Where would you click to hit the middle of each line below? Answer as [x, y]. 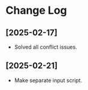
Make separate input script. [48, 80]
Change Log [36, 10]
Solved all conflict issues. [45, 47]
